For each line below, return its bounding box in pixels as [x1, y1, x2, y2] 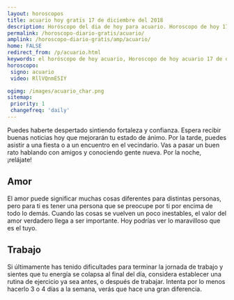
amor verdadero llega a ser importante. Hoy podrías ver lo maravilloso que [7, 216, 221, 225]
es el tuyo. [7, 223, 37, 232]
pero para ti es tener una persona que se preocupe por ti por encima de [7, 201, 214, 210]
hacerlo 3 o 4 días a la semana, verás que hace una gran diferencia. [7, 285, 202, 293]
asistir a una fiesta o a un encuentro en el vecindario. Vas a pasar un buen [7, 141, 220, 149]
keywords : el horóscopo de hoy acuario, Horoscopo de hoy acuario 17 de [7, 56, 223, 63]
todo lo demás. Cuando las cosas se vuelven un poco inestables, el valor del [7, 209, 227, 217]
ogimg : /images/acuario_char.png [7, 88, 104, 95]
